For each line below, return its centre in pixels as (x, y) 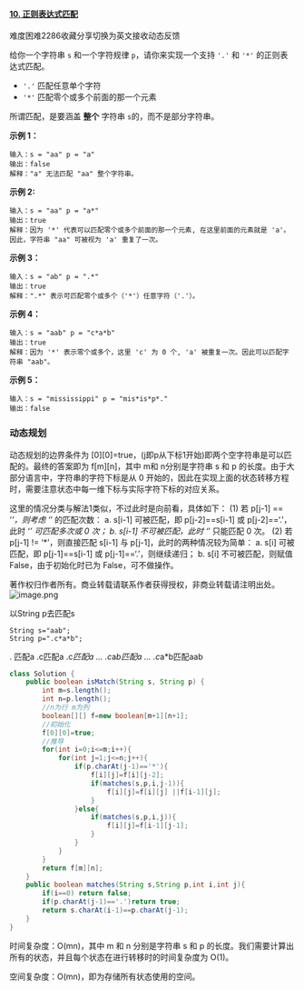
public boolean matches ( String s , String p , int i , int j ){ (136, 885)
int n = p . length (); (77, 699)
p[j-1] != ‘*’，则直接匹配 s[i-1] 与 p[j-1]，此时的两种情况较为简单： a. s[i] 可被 (152, 542)
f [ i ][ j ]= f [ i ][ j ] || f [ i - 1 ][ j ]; (164, 792)
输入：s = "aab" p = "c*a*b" (63, 333)
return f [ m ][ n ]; (73, 868)
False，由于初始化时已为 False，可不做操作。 (94, 565)
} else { (87, 809)
